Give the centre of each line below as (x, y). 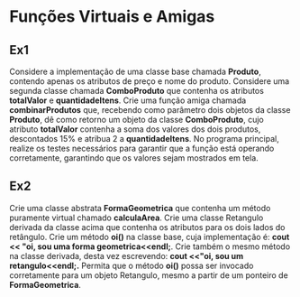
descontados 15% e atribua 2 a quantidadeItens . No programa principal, (144, 139)
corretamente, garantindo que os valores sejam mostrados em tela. (134, 158)
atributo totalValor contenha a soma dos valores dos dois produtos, (135, 129)
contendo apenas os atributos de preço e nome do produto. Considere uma (150, 81)
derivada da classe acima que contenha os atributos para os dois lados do (147, 227)
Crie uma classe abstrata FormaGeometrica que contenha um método (140, 208)
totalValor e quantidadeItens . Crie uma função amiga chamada (128, 100)
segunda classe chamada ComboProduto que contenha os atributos (136, 91)
